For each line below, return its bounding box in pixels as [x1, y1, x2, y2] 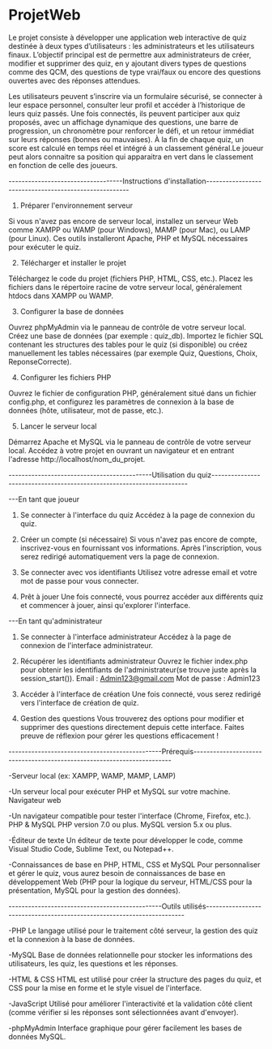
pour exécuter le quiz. [8, 242, 82, 252]
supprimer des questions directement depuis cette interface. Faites [19, 722, 244, 732]
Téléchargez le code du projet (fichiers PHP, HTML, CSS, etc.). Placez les [8, 274, 253, 283]
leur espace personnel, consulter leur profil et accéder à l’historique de [8, 100, 245, 110]
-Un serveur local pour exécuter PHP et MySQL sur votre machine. [8, 786, 231, 796]
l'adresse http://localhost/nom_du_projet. [8, 454, 146, 464]
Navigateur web [8, 795, 62, 805]
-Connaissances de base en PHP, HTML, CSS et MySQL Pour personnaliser [8, 859, 261, 870]
